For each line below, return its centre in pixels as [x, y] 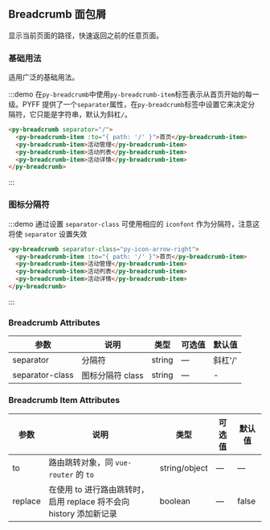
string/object [184, 467]
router [61, 475]
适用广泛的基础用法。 [43, 77]
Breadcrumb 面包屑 [57, 14]
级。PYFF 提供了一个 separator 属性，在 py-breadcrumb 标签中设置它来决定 [128, 105]
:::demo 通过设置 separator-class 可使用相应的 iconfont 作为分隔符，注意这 [134, 224]
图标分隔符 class [112, 376]
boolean [175, 501]
